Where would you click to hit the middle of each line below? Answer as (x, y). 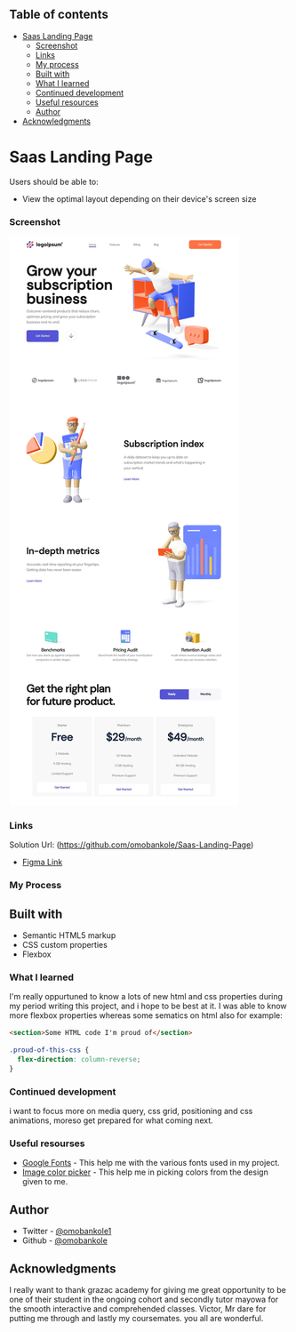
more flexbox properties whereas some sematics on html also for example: (146, 1015)
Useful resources (67, 102)
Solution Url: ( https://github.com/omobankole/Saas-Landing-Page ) (132, 845)
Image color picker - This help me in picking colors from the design (145, 1172)
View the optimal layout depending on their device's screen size (139, 198)
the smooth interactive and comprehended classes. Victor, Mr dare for (138, 1309)
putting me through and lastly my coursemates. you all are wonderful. (136, 1319)
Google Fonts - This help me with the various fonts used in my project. (151, 1163)
